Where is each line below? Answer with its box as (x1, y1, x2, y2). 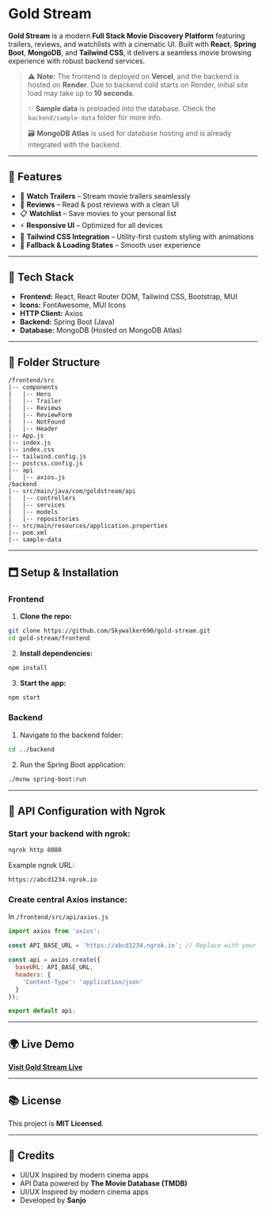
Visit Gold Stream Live (8, 1063, 83, 1072)
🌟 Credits (8, 1149, 55, 1162)
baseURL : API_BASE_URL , (15, 964, 93, 972)
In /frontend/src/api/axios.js (8, 912, 109, 922)
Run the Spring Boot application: (19, 759, 126, 769)
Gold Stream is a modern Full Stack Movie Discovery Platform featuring (8, 31, 245, 40)
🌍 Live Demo (8, 1037, 75, 1051)
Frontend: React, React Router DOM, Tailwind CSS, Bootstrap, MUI (19, 291, 237, 301)
